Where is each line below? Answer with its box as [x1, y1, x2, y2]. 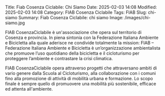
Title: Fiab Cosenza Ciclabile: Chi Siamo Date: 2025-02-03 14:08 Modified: [5, 4, 157, 10]
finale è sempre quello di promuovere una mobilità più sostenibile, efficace [5, 81, 157, 87]
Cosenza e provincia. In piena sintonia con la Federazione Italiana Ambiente [5, 34, 159, 40]
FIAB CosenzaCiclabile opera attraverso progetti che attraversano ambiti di [5, 65, 157, 71]
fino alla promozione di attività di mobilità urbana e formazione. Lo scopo [5, 76, 153, 81]
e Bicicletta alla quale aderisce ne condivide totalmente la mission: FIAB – [5, 40, 154, 46]
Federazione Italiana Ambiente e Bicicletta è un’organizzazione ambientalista [5, 45, 161, 51]
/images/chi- [125, 15, 151, 20]
